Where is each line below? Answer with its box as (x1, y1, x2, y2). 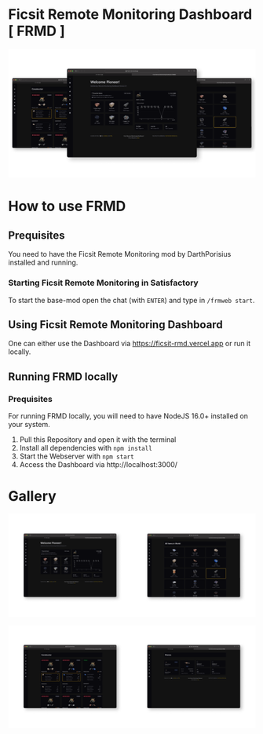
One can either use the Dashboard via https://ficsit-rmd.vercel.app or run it (8, 339, 251, 349)
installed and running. (8, 257, 79, 268)
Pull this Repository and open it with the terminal (19, 435, 177, 444)
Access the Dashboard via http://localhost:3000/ (19, 460, 178, 469)
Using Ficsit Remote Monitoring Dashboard (8, 318, 223, 331)
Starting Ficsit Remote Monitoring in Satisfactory (8, 277, 199, 288)
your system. (8, 420, 51, 429)
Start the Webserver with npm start (19, 451, 135, 461)
